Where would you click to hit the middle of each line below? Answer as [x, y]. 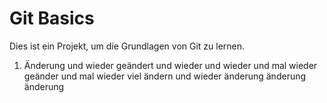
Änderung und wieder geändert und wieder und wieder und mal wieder [170, 65]
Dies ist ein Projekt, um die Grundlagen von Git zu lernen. [127, 46]
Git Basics [52, 18]
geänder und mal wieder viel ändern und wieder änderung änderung [165, 76]
